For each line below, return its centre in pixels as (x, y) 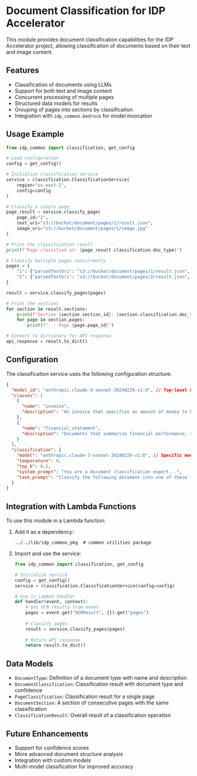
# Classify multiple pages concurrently (56, 260)
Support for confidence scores (52, 748)
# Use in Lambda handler (45, 597)
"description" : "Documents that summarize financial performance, (104, 433)
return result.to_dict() (56, 645)
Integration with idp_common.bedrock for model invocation (83, 116)
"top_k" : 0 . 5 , (34, 466)
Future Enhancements (47, 733)
